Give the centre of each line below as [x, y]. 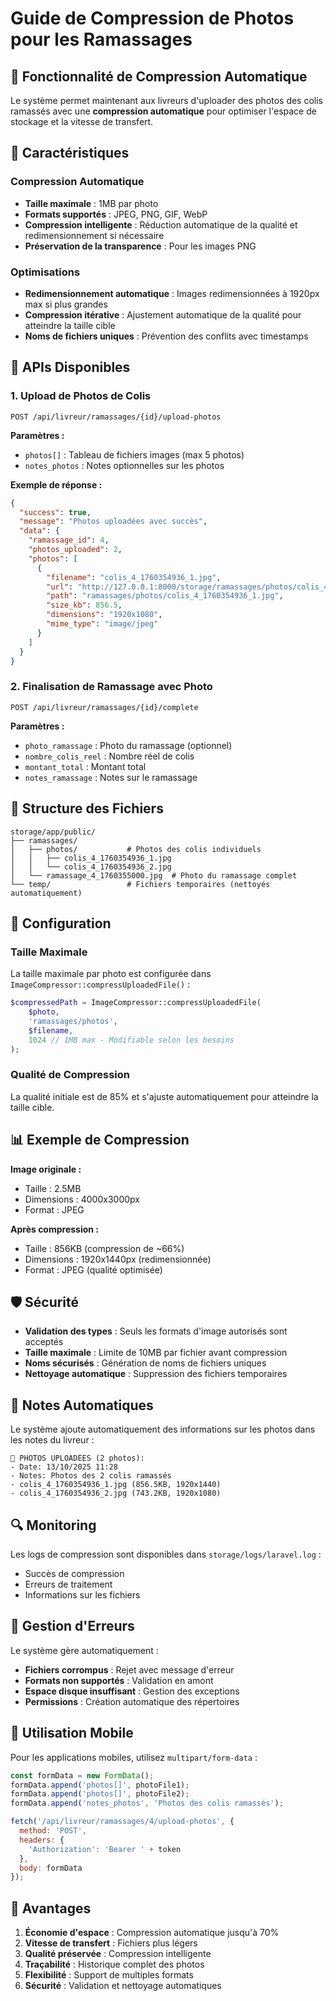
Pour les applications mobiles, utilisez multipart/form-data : [134, 1757]
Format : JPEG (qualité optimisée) [93, 1269]
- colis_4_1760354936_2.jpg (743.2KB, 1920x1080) [116, 1493]
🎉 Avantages [51, 1908]
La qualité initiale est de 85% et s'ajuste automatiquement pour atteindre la [164, 1096]
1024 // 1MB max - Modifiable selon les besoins [131, 1040]
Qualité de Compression [70, 1075]
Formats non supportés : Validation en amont [119, 1680]
